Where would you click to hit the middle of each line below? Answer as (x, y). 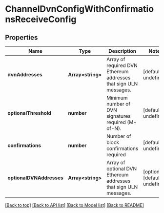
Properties (21, 37)
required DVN (122, 65)
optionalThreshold (29, 113)
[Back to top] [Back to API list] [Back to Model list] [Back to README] (74, 205)
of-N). (114, 128)
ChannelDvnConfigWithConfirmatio (80, 9)
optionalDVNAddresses (35, 178)
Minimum (117, 98)
